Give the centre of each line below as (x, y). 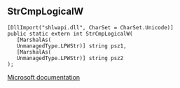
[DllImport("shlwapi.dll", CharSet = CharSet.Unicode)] (90, 27)
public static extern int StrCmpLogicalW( (70, 34)
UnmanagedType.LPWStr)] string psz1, (72, 46)
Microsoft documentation (44, 77)
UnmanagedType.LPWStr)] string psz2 (70, 58)
